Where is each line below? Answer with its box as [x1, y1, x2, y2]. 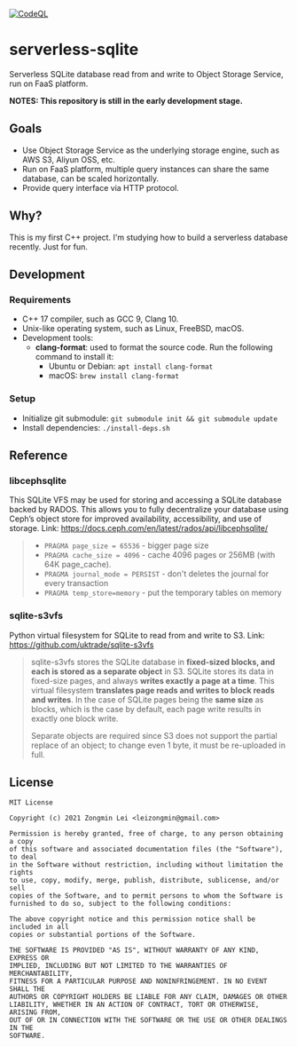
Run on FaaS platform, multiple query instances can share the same [21, 163, 270, 174]
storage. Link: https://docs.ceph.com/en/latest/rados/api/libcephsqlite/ [9, 523, 269, 534]
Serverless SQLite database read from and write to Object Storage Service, [9, 68, 284, 79]
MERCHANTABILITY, [9, 969, 74, 979]
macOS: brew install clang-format [48, 370, 180, 381]
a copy [9, 837, 34, 846]
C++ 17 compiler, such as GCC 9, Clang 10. [21, 313, 179, 324]
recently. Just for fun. [9, 241, 89, 252]
